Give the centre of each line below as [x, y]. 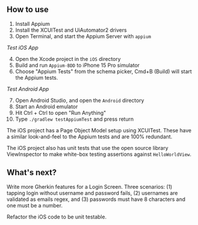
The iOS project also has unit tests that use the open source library [88, 148]
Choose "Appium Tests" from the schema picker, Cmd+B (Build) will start [103, 71]
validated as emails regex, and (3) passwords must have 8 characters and [96, 199]
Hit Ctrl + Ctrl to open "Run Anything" [61, 112]
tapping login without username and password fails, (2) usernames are [92, 193]
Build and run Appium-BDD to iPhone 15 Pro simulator [77, 65]
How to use [28, 10]
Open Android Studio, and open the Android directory [80, 100]
